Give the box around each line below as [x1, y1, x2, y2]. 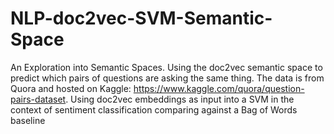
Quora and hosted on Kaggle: [10, 82, 132, 94]
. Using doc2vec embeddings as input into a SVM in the [65, 93, 295, 105]
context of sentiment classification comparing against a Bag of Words [10, 103, 298, 116]
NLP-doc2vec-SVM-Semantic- [10, 7, 273, 30]
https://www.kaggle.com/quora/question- [133, 82, 305, 94]
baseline [10, 114, 46, 126]
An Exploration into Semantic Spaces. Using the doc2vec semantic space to [10, 61, 323, 73]
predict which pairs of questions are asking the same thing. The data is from [10, 72, 325, 84]
